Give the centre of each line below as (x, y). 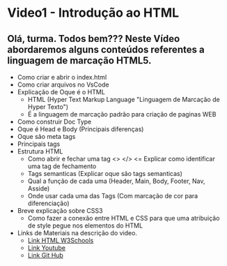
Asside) (39, 189)
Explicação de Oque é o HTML (61, 92)
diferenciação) (48, 203)
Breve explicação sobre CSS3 (60, 210)
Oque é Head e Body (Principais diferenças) (80, 129)
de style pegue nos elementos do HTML (85, 226)
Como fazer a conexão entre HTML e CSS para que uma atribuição (124, 218)
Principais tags (39, 144)
